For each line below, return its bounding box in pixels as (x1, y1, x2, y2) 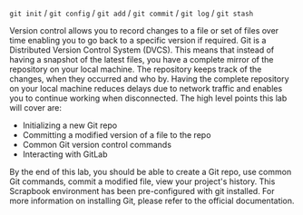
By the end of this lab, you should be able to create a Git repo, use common (9, 167, 292, 177)
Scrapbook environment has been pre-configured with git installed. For (9, 186, 275, 196)
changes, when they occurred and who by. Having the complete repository (9, 73, 289, 84)
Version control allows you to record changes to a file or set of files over (9, 25, 279, 35)
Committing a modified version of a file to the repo (22, 130, 211, 140)
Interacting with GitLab (22, 149, 108, 160)
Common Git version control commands (22, 140, 172, 150)
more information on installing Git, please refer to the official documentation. (9, 195, 295, 206)
